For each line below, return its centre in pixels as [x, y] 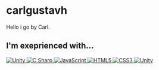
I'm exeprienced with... [50, 46]
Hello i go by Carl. [28, 27]
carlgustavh [37, 10]
